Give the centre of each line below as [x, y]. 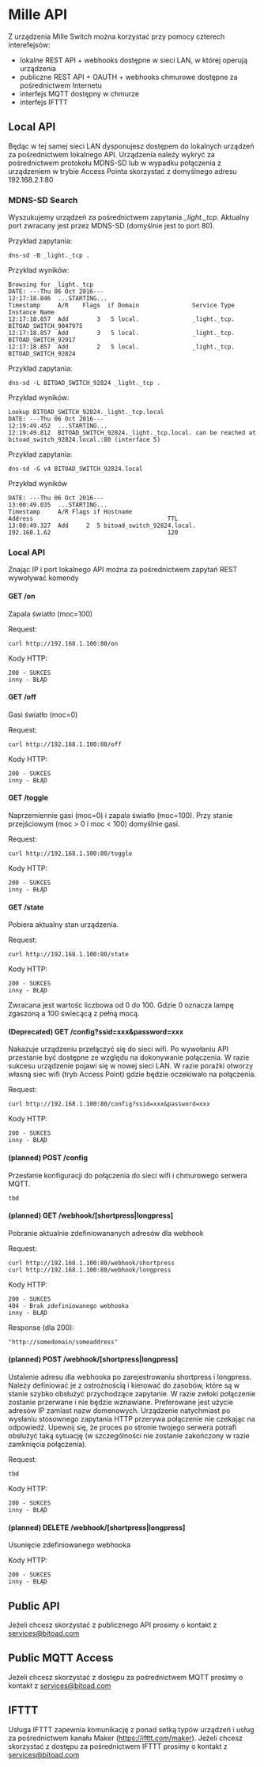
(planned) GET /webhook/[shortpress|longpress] [91, 1215]
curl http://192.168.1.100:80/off [65, 744]
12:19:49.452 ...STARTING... [58, 426]
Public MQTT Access [61, 1658]
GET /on [22, 596]
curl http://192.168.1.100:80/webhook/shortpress [92, 1263]
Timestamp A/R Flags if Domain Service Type [122, 306]
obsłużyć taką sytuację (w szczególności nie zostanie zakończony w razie [129, 1435]
